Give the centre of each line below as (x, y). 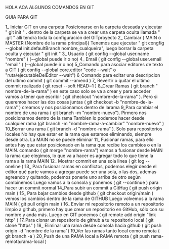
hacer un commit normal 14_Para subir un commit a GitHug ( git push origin (83, 188)
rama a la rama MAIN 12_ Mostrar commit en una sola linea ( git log (75, 161)
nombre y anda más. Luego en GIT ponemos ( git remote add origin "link (81, 215)
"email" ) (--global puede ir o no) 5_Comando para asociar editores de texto (84, 64)
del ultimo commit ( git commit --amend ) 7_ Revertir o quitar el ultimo (78, 81)
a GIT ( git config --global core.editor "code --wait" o (61, 70)
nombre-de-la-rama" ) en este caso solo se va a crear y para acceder (78, 91)
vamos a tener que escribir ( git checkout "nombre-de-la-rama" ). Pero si (81, 96)
